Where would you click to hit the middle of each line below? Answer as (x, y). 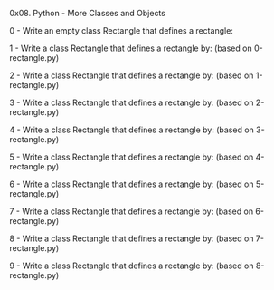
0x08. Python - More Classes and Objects (87, 13)
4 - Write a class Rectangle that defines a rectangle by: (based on (132, 130)
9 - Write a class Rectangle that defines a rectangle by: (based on (132, 266)
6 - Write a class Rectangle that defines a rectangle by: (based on (132, 184)
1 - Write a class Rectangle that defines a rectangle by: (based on (131, 48)
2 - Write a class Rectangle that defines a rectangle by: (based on (132, 75)
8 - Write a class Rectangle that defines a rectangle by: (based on (132, 238)
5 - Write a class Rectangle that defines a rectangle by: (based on (132, 157)
